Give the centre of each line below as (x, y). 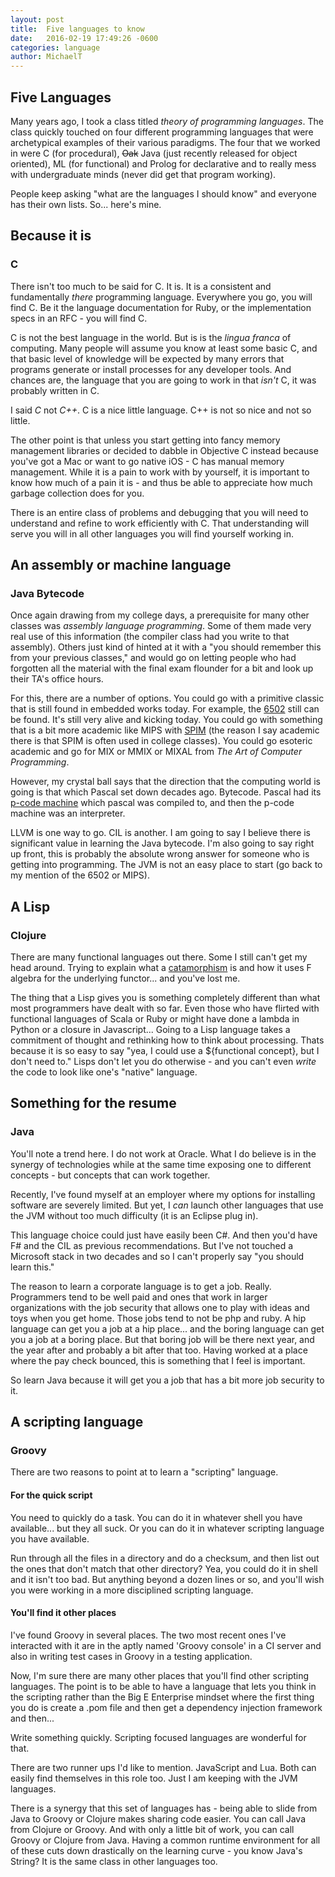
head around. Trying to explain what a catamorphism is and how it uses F (161, 967)
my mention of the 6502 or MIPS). (80, 875)
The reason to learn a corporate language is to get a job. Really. (141, 1286)
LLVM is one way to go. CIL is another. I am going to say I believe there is (161, 833)
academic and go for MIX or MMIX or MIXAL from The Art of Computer (156, 752)
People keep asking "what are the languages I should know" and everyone (163, 193)
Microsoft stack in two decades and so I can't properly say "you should (157, 1256)
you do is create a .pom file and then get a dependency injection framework (166, 1707)
